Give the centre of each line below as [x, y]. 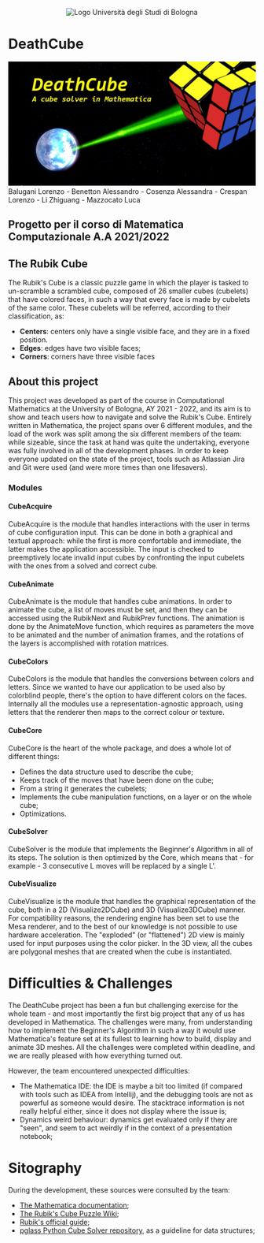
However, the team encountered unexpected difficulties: [99, 1071]
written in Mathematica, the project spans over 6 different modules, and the [130, 425]
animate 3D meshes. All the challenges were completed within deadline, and [132, 1048]
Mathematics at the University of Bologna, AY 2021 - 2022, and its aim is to [130, 408]
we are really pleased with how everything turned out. [95, 1055]
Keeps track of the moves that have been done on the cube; [117, 780]
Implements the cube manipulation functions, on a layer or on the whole [136, 797]
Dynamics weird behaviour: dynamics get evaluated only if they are [128, 1120]
